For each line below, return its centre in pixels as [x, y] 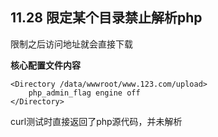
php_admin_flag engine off [84, 93]
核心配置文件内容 [45, 65]
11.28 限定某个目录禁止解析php [106, 18]
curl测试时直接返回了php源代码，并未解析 [96, 121]
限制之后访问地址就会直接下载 [71, 44]
